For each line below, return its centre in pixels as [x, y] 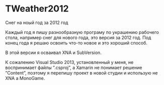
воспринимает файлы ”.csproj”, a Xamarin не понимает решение [74, 67]
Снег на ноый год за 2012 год [37, 22]
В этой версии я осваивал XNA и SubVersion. [53, 52]
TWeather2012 [37, 9]
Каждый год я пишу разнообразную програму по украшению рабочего [82, 32]
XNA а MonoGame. [25, 78]
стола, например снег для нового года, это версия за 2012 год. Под [78, 37]
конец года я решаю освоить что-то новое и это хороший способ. [76, 42]
